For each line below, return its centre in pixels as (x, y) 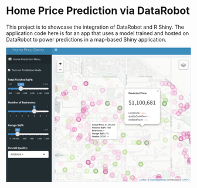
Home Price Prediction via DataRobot (98, 11)
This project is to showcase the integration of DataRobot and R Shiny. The (95, 27)
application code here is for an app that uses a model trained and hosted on (98, 33)
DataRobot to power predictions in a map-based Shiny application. (86, 39)
